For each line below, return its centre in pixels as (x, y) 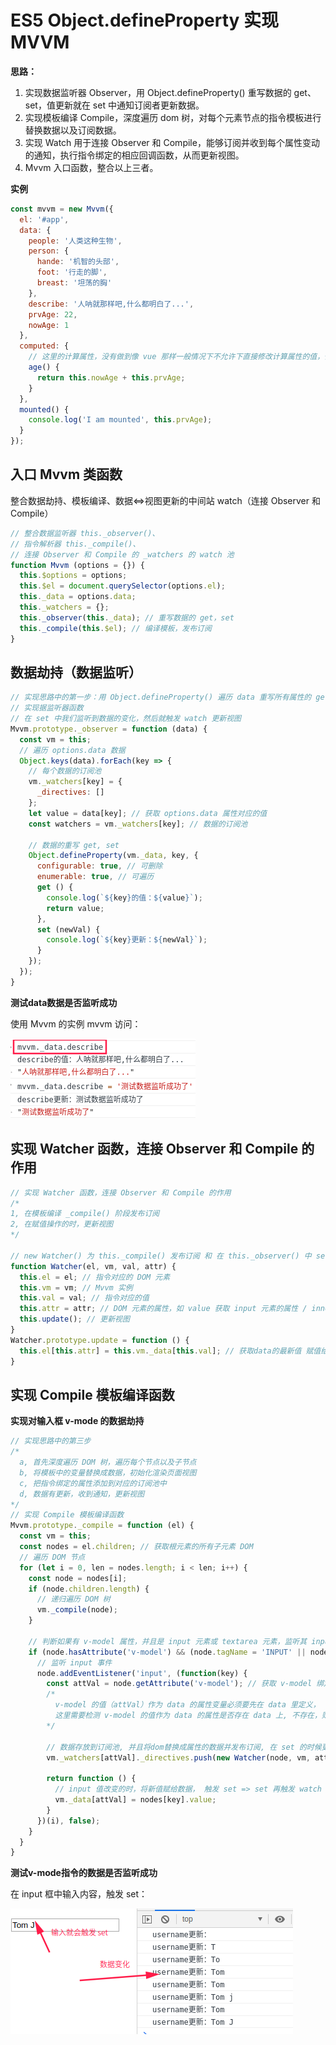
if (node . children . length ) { (89, 1589)
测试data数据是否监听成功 (64, 1002)
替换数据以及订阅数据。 (73, 130)
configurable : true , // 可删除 (99, 866)
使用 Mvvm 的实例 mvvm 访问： (76, 1023)
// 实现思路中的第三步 (51, 1441)
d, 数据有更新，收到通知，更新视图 (82, 1494)
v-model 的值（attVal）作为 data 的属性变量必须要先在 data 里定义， (187, 1705)
